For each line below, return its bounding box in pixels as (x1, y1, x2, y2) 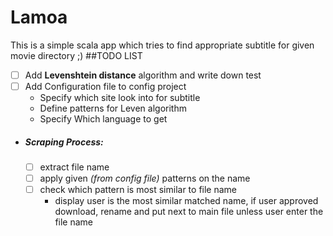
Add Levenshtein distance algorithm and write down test (24, 69, 262, 81)
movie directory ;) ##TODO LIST (10, 49, 143, 61)
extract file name (39, 161, 110, 173)
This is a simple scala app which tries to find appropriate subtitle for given (10, 39, 315, 51)
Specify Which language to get (39, 113, 168, 125)
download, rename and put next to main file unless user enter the (54, 206, 324, 218)
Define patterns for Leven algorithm (39, 102, 187, 115)
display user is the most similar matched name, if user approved (54, 195, 319, 207)
